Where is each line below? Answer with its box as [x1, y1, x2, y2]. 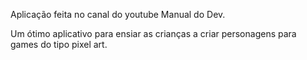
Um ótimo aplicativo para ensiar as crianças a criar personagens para [10, 28, 297, 39]
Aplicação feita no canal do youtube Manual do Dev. [10, 9, 226, 20]
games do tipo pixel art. [10, 39, 108, 50]
